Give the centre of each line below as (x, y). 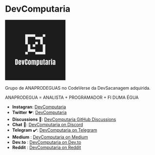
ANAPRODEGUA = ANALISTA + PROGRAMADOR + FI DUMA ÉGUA (72, 97)
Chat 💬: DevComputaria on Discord (48, 124)
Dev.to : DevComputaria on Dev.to (47, 142)
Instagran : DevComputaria (39, 107)
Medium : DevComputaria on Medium (50, 137)
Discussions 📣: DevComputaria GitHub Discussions (64, 119)
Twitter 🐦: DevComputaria (39, 112)
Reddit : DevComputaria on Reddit (47, 147)
